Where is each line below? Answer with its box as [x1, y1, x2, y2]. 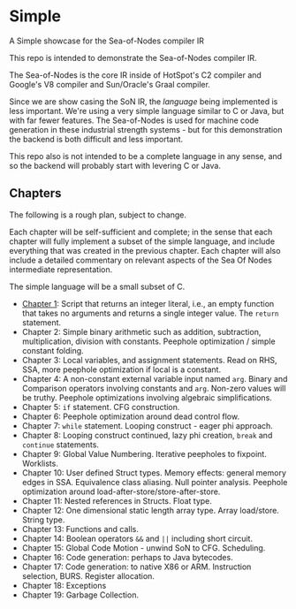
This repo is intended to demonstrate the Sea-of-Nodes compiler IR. [9, 52, 258, 63]
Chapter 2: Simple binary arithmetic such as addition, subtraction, [21, 326, 262, 337]
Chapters [9, 186, 62, 201]
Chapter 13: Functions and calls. [21, 523, 140, 534]
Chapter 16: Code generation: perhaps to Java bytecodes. [21, 552, 233, 562]
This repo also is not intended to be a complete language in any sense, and [9, 150, 283, 161]
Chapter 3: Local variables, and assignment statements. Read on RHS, [21, 354, 277, 365]
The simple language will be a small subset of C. [9, 281, 186, 292]
